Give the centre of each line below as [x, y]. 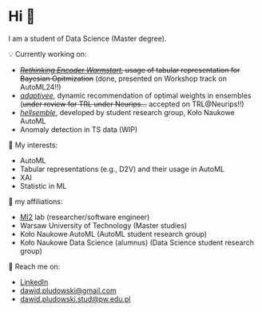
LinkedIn [34, 282]
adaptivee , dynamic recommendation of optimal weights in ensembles [135, 95]
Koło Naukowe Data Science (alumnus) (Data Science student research [137, 242]
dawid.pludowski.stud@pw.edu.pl [75, 298]
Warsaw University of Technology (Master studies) [103, 225]
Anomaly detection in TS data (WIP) [79, 129]
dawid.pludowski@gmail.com [68, 290]
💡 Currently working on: [48, 54]
